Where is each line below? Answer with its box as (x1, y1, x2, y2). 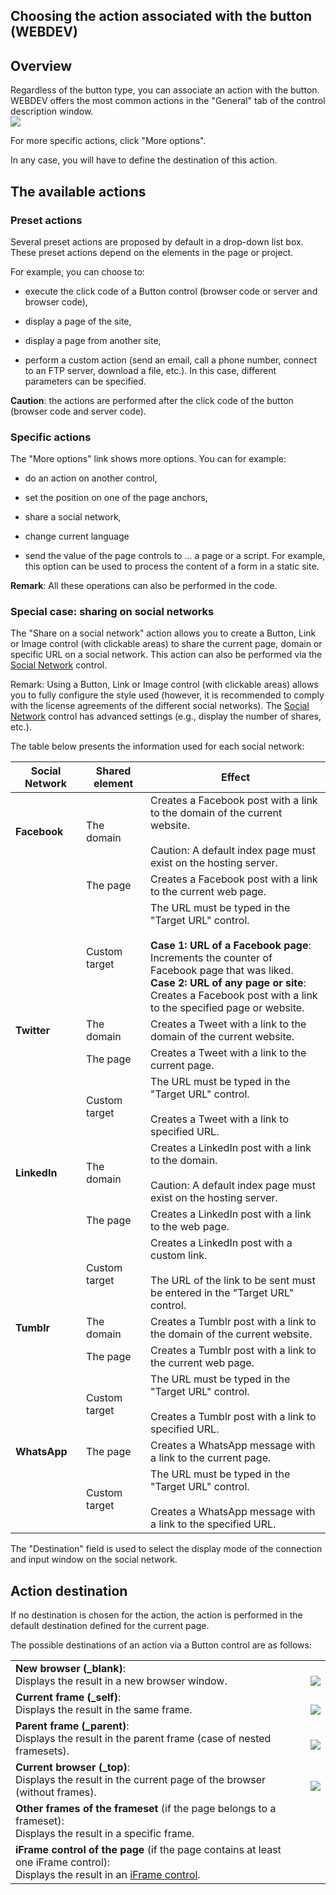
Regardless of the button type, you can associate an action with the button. (10, 84, 320, 96)
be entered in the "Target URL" (150, 1286, 295, 1300)
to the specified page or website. (150, 1001, 305, 1015)
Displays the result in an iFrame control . (15, 1868, 201, 1882)
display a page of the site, (24, 315, 132, 327)
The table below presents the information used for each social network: (10, 740, 305, 753)
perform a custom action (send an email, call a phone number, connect (24, 354, 318, 366)
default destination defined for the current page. (10, 1620, 210, 1632)
